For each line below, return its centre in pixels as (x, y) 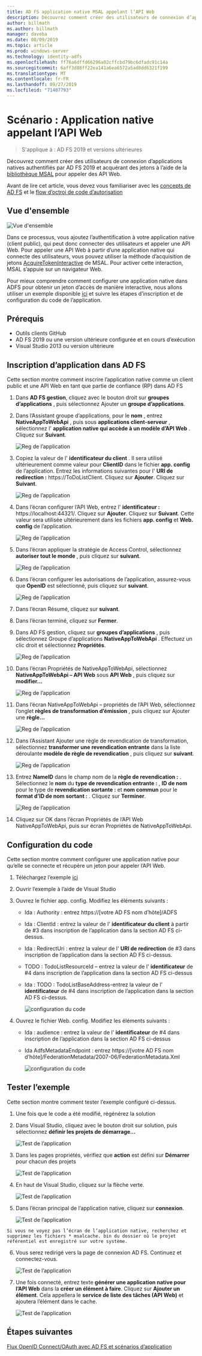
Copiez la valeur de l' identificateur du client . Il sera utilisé (89, 458)
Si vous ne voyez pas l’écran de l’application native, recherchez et (97, 1231)
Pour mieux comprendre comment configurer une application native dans (97, 281)
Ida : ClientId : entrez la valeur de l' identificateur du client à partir (107, 924)
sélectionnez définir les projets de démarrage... (76, 1131)
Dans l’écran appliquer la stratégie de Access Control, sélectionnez (98, 550)
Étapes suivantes (40, 1332)
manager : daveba (27, 34)
